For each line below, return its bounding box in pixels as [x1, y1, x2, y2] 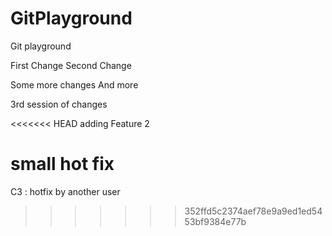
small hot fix [10, 153, 115, 176]
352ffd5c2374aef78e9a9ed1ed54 [184, 205, 323, 217]
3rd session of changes [10, 98, 108, 110]
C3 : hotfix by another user [10, 185, 121, 197]
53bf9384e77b [184, 215, 247, 227]
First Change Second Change [10, 59, 132, 71]
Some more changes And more [10, 78, 139, 91]
